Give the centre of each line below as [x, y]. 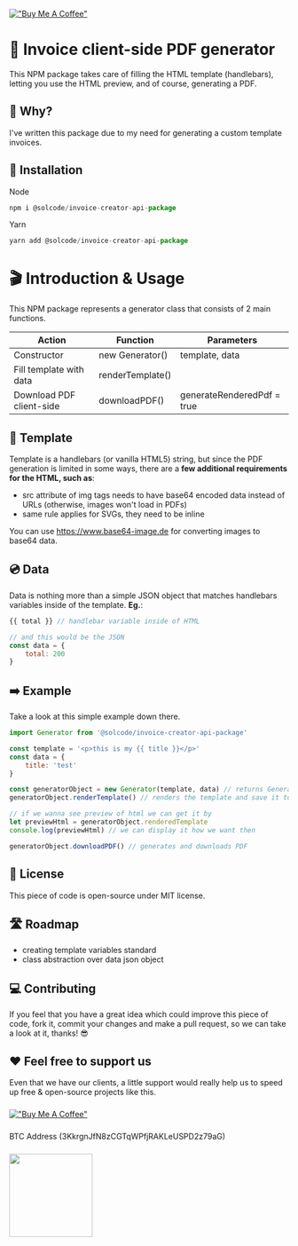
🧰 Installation [46, 170]
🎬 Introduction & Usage [97, 278]
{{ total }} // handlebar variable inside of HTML [105, 621]
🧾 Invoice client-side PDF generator [142, 50]
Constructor [39, 355]
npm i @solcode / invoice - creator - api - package [93, 208]
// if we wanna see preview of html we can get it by [111, 814]
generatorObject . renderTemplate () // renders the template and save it [144, 798]
